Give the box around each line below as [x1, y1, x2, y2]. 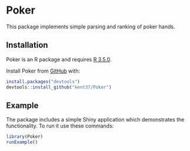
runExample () [6, 139, 38, 145]
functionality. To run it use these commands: [6, 122, 114, 130]
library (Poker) [6, 134, 44, 140]
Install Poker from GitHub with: [6, 67, 81, 74]
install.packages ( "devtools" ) [6, 78, 81, 84]
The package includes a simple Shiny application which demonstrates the [6, 116, 185, 123]
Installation [6, 40, 48, 50]
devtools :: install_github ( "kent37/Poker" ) [6, 84, 112, 90]
